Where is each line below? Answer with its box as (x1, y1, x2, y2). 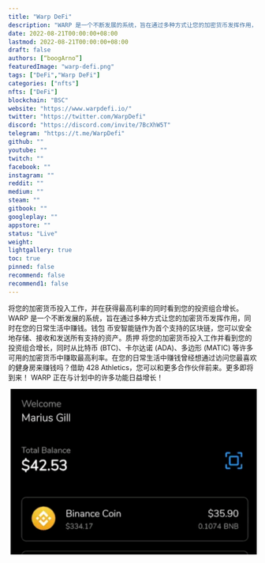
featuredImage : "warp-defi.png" (8, 63, 114, 71)
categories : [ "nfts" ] (8, 79, 80, 87)
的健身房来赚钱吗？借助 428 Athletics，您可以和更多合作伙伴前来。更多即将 (8, 362, 254, 372)
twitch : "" (8, 154, 44, 162)
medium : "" (8, 188, 44, 196)
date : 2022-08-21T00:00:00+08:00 (8, 29, 118, 37)
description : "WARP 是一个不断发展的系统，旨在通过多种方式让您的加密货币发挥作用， (8, 21, 258, 29)
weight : (8, 238, 34, 246)
